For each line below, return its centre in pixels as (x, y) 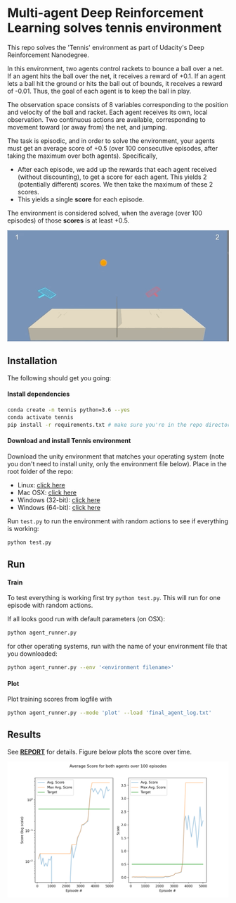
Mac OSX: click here (47, 492)
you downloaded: (32, 654)
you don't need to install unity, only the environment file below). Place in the (117, 463)
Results (24, 735)
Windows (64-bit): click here (59, 507)
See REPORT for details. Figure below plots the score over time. (99, 752)
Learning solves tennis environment (115, 28)
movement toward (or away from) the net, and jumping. (87, 127)
